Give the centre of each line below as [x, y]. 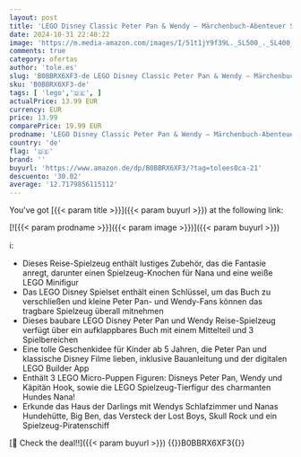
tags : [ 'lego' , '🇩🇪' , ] [56, 92]
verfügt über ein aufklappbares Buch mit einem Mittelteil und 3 [138, 330]
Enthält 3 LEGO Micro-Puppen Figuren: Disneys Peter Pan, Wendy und [152, 378]
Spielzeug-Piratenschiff [66, 426]
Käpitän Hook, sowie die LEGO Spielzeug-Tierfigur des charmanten [146, 388]
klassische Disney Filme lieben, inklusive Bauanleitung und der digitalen [155, 359]
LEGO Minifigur [50, 283]
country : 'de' [36, 143]
